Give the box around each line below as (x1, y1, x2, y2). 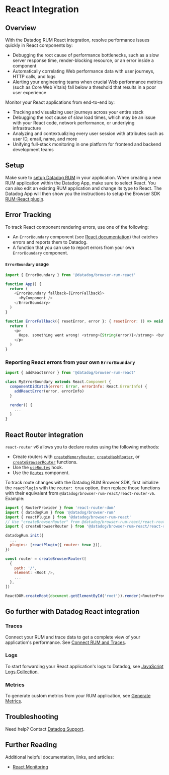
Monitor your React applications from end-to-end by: (5, 99, 115, 105)
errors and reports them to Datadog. (12, 239, 88, 245)
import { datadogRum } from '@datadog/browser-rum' (5, 510, 116, 515)
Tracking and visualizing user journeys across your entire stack (12, 109, 144, 115)
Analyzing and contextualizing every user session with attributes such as (12, 131, 164, 137)
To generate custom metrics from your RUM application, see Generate (5, 693, 151, 699)
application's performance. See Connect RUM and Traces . (5, 639, 127, 645)
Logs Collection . (5, 669, 39, 675)
